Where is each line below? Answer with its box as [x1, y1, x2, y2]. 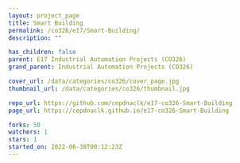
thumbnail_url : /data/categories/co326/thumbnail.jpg [8, 84, 191, 92]
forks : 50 [8, 121, 41, 129]
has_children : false [8, 49, 77, 56]
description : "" [8, 33, 62, 42]
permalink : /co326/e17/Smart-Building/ [8, 26, 141, 34]
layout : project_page [8, 11, 80, 20]
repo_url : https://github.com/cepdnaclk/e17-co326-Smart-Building [8, 99, 233, 107]
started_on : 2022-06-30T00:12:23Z [8, 143, 123, 151]
